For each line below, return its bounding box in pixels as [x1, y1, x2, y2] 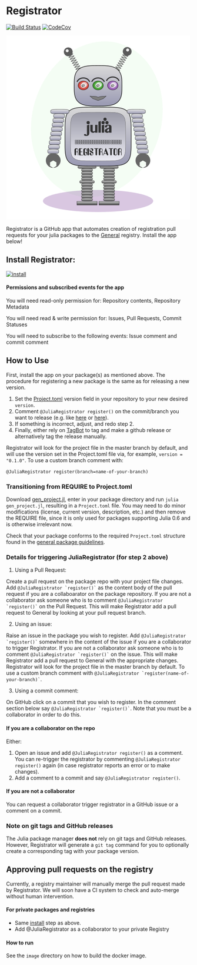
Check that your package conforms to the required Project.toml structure [6, 532, 186, 539]
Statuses [6, 321, 28, 328]
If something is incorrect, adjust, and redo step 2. [14, 420, 134, 427]
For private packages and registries [6, 906, 95, 913]
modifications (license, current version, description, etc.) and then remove [6, 508, 186, 516]
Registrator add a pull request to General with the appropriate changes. [6, 657, 179, 664]
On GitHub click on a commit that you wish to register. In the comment [6, 699, 176, 706]
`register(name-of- [141, 671, 189, 677]
